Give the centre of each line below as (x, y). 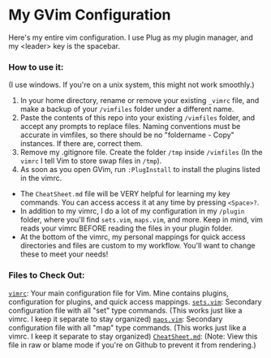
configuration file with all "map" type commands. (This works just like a (127, 327)
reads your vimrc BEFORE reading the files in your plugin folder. (127, 228)
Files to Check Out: (47, 275)
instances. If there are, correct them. (82, 144)
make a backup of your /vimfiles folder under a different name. (127, 109)
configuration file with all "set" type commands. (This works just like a (125, 310)
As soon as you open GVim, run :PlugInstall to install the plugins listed (140, 170)
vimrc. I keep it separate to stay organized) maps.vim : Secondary (116, 319)
